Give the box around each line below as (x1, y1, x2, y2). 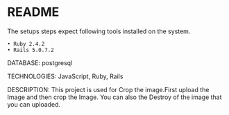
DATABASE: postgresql (7, 58, 73, 67)
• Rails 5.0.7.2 (7, 46, 54, 53)
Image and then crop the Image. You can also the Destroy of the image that (7, 93, 222, 101)
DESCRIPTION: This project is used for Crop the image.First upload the (7, 85, 210, 94)
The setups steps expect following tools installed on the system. (7, 27, 191, 35)
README (7, 4, 60, 20)
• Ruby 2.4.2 (7, 40, 45, 47)
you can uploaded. (7, 100, 61, 108)
